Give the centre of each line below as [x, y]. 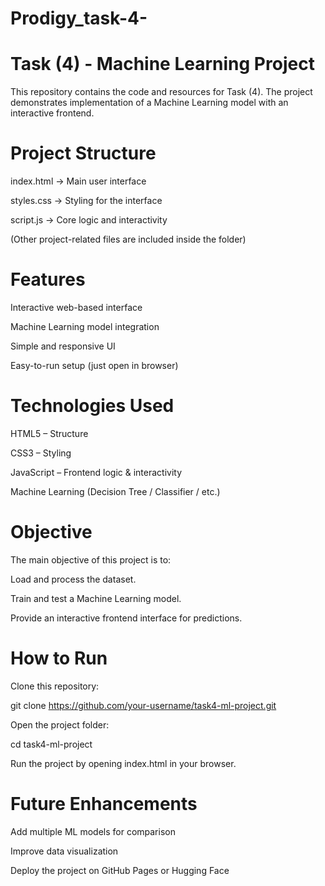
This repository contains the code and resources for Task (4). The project [161, 92]
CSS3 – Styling [41, 453]
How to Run [59, 658]
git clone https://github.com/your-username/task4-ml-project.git [143, 705]
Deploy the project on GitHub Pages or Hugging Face [120, 870]
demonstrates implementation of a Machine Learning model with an [149, 103]
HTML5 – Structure [49, 433]
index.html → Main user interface [78, 181]
